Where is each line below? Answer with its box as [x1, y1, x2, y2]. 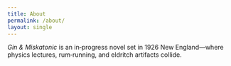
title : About [7, 10, 46, 18]
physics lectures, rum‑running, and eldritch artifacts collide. [7, 50, 183, 59]
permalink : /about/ [7, 17, 65, 24]
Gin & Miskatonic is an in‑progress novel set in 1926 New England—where [7, 43, 224, 52]
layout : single [7, 23, 53, 31]
